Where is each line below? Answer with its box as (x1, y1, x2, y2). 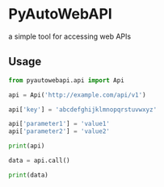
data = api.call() (8, 156, 70, 164)
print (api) (8, 142, 45, 150)
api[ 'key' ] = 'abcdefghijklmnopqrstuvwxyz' (8, 106, 158, 114)
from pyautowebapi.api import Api (8, 76, 125, 85)
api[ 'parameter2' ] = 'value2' (8, 127, 111, 135)
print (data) (8, 171, 48, 179)
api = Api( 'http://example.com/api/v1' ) (8, 90, 147, 99)
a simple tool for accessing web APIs (8, 31, 132, 41)
